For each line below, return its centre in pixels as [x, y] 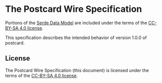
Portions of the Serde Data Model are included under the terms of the [76, 23]
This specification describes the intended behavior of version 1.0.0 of [76, 38]
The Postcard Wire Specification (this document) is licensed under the [77, 70]
